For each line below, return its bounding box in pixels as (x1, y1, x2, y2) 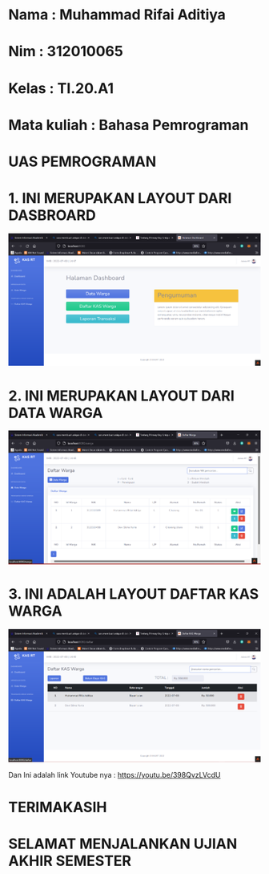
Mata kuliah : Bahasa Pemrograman (8, 116, 250, 134)
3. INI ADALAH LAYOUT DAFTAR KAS (8, 585, 259, 604)
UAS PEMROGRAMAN (8, 152, 157, 170)
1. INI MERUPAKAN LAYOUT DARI (8, 189, 232, 208)
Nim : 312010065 (8, 43, 124, 61)
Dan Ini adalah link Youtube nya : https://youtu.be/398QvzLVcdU (8, 770, 221, 779)
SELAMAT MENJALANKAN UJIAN (8, 835, 238, 853)
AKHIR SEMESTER (8, 852, 132, 870)
